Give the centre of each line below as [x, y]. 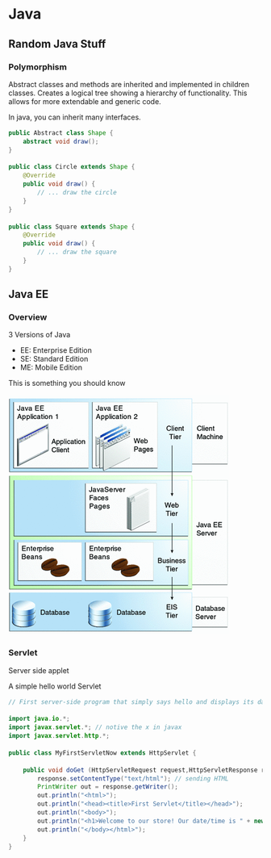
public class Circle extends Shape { [72, 167]
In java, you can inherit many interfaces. [75, 117]
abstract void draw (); [61, 141]
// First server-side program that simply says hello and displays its [131, 702]
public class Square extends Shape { [72, 227]
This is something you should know [67, 383]
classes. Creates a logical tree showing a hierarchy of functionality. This [128, 93]
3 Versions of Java [40, 335]
